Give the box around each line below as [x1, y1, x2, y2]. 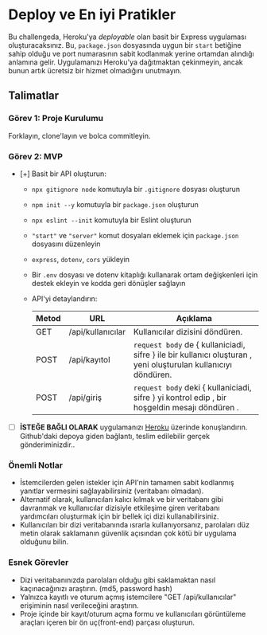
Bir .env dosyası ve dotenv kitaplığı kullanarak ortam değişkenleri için [31, 269, 258, 280]
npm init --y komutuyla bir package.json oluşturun [31, 199, 199, 209]
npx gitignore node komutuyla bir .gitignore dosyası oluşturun [31, 184, 241, 194]
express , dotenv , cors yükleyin [31, 254, 130, 264]
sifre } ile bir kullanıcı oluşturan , [133, 349, 253, 360]
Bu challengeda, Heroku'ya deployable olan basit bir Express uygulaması [8, 32, 246, 41]
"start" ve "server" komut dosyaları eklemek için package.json [31, 230, 239, 240]
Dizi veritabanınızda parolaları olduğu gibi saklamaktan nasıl [19, 575, 216, 585]
